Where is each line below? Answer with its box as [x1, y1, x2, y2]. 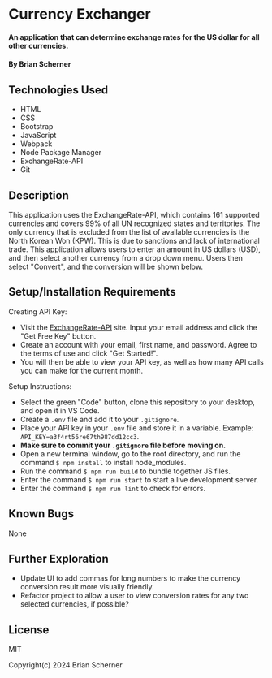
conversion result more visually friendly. [19, 582, 154, 592]
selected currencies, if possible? [19, 599, 130, 609]
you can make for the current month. [19, 365, 144, 375]
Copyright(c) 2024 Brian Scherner [8, 660, 123, 670]
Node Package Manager [19, 148, 102, 158]
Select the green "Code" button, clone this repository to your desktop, [19, 397, 256, 407]
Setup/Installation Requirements [8, 285, 176, 299]
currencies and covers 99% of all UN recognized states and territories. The [8, 218, 261, 228]
